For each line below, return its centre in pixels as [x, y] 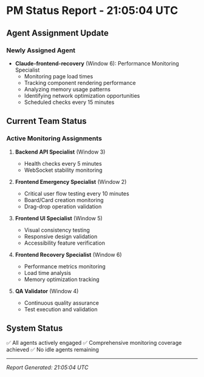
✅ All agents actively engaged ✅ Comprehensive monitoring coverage [94, 343]
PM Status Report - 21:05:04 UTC [92, 11]
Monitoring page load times [59, 76]
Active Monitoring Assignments [54, 138]
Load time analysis [48, 273]
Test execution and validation [61, 309]
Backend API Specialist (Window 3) [60, 152]
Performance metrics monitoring [65, 266]
